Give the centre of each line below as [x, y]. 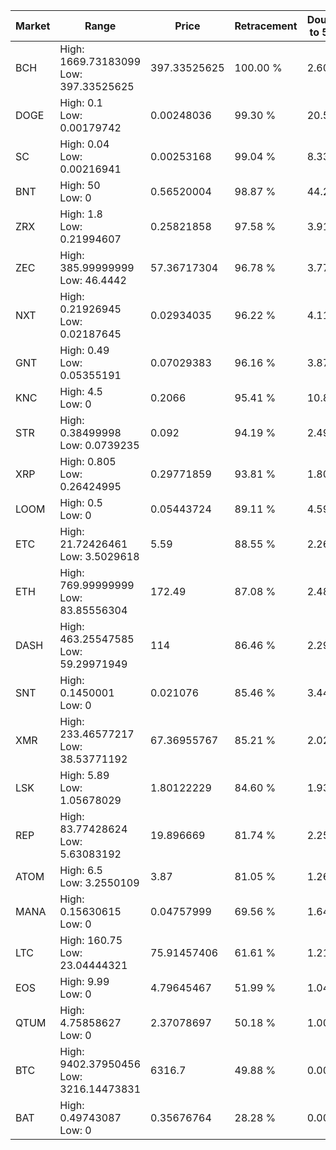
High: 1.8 [81, 214]
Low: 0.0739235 [99, 445]
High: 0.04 [84, 144]
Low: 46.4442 [93, 280]
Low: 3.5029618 [99, 556]
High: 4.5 [81, 391]
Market [33, 26]
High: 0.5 [81, 502]
